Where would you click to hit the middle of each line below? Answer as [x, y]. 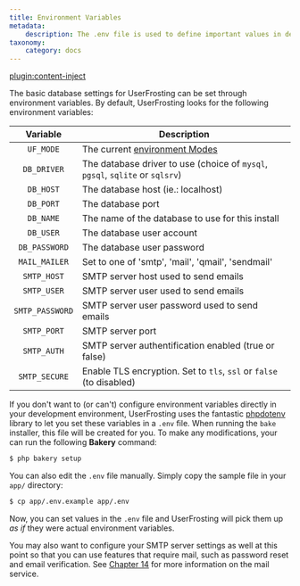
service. [24, 574]
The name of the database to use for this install [180, 219]
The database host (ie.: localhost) [152, 190]
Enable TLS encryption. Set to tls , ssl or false [180, 371]
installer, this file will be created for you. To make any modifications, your [143, 433]
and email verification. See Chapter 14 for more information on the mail [139, 564]
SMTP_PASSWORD [44, 311]
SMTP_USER [44, 291]
